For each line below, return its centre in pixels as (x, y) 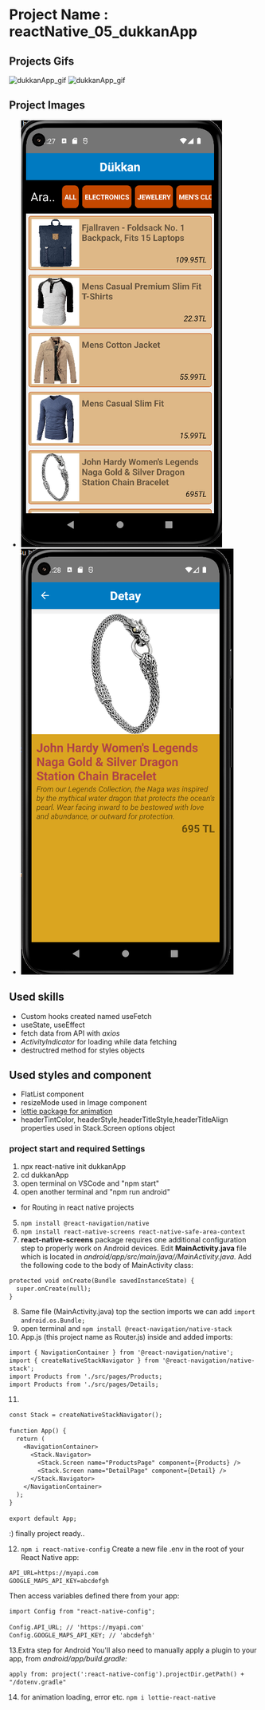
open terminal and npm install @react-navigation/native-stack (126, 1328)
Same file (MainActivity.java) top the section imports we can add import (138, 1311)
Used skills (37, 997)
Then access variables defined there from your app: (94, 1595)
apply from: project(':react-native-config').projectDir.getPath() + (127, 1674)
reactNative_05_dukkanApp (103, 32)
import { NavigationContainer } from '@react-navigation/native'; (121, 1353)
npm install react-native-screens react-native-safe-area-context (133, 1232)
